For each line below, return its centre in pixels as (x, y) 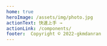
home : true (20, 12)
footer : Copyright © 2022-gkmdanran (54, 34)
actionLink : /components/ (39, 28)
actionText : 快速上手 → (34, 23)
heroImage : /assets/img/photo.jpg (50, 17)
